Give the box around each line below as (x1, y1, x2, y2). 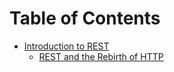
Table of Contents (9, 7, 161, 30)
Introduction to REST (23, 40, 110, 52)
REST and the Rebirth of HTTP (38, 50, 164, 62)
